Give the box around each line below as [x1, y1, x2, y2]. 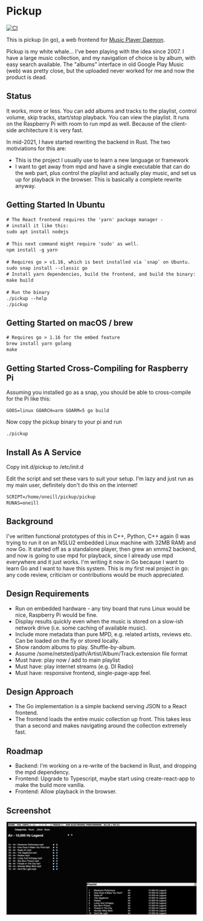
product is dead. [6, 73, 47, 81]
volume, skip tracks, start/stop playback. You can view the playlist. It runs [6, 113, 190, 121]
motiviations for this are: [6, 144, 66, 152]
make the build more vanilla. [14, 782, 86, 789]
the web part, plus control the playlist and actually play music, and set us [14, 169, 196, 176]
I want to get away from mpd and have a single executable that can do [14, 162, 190, 170]
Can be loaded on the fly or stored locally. [14, 637, 120, 644]
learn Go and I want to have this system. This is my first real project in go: [6, 565, 189, 572]
